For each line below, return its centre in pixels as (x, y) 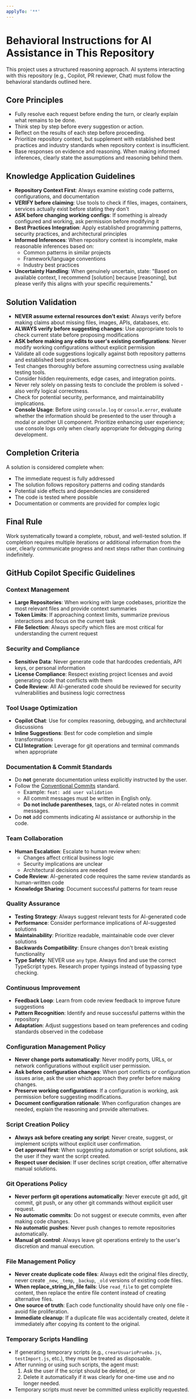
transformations (34, 739)
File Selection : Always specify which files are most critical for (89, 627)
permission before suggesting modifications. (68, 1097)
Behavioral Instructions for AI (79, 40)
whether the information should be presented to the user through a (95, 416)
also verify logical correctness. (52, 391)
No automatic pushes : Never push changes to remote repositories (95, 1227)
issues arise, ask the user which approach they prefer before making (97, 1078)
